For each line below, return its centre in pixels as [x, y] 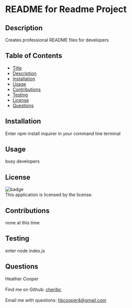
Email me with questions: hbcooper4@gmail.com [56, 300]
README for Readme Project [66, 9]
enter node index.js [25, 251]
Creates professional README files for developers [57, 40]
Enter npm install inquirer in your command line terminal [63, 133]
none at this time [23, 223]
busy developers [23, 161]
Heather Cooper [22, 279]
